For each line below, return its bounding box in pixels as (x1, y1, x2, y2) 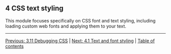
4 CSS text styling (5, 4, 64, 13)
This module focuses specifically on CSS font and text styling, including (5, 17, 156, 23)
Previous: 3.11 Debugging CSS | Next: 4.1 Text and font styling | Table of (5, 38, 155, 44)
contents (5, 43, 24, 49)
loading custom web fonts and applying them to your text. (5, 23, 126, 29)
